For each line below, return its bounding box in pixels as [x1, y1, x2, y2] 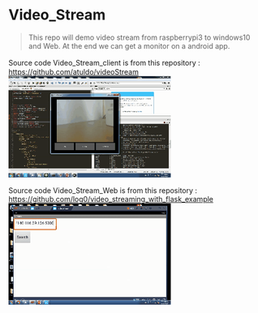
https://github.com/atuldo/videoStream [8, 66, 140, 76]
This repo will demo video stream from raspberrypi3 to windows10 [28, 32, 251, 42]
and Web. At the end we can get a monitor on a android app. [28, 41, 230, 50]
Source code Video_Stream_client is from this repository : [8, 58, 200, 67]
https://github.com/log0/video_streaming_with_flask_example [8, 194, 213, 204]
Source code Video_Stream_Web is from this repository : [8, 185, 197, 195]
